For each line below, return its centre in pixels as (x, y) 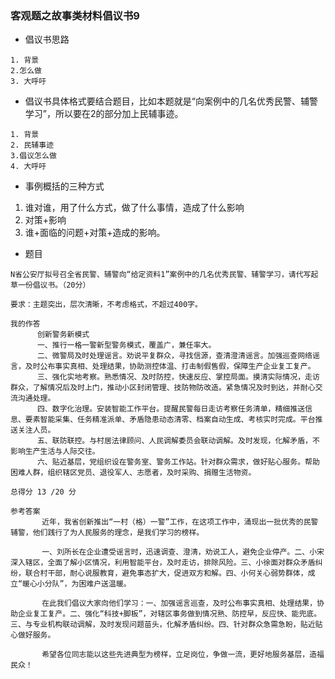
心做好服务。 (33, 635)
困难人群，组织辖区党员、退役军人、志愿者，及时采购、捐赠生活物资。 (133, 473)
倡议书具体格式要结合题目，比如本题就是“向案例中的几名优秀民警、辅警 (171, 101)
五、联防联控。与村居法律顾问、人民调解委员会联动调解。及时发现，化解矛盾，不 (178, 441)
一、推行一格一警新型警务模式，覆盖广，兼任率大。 (126, 345)
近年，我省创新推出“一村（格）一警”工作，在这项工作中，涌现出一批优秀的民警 (180, 522)
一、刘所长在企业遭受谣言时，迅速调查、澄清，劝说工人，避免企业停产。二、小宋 (183, 552)
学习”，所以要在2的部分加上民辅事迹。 (104, 114)
